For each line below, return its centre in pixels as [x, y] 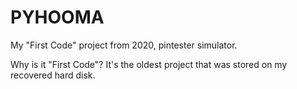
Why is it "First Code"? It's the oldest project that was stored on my [149, 64]
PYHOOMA [57, 17]
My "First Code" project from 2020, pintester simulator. [124, 45]
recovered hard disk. [53, 75]
